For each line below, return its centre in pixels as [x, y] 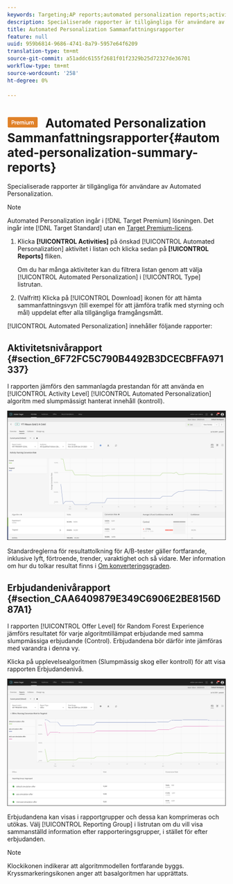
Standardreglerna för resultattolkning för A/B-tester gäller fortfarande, [107, 551]
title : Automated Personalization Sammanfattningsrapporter [96, 29]
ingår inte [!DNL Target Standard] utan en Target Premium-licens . [101, 228]
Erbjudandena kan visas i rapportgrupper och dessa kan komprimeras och [113, 817]
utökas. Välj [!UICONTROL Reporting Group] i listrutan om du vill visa [105, 824]
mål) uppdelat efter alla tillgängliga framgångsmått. [90, 313]
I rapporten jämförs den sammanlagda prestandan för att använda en [106, 386]
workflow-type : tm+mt [38, 66]
